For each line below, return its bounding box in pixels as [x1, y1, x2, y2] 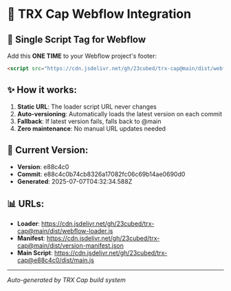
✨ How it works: [7, 84, 77, 96]
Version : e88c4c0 [16, 162, 69, 171]
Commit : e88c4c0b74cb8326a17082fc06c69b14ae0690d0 [16, 170, 186, 178]
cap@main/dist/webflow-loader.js [16, 227, 113, 235]
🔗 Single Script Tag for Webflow [7, 34, 146, 45]
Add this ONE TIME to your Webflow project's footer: [7, 52, 157, 60]
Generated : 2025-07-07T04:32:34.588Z [16, 177, 133, 185]
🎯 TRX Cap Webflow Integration [7, 6, 191, 22]
